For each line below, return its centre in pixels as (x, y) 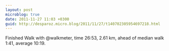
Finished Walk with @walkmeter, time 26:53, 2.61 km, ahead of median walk (85, 38)
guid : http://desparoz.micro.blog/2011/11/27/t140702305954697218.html (83, 24)
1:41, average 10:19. (25, 43)
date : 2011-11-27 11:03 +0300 (37, 19)
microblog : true (22, 14)
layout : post (19, 10)
